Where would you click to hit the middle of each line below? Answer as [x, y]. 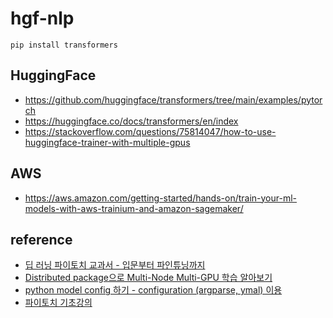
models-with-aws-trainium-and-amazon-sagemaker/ [134, 208]
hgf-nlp [42, 18]
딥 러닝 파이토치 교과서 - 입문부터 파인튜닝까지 [115, 265]
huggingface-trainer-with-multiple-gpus [107, 142]
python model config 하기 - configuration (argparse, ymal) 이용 [153, 290]
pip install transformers [64, 45]
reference [41, 239]
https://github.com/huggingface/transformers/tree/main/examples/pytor [173, 99]
